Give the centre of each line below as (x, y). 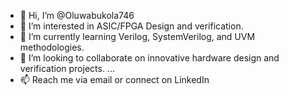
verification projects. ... (67, 68)
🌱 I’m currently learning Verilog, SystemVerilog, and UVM (137, 36)
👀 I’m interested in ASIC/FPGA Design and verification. (131, 26)
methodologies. (52, 47)
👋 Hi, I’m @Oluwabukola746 (77, 15)
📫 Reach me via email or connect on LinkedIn (114, 79)
